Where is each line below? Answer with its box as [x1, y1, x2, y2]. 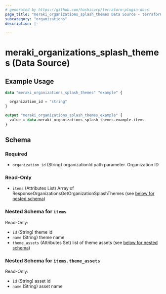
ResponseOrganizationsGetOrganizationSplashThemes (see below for [12, 191, 155, 196]
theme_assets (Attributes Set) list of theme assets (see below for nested [12, 240, 158, 245]
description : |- [5, 21, 39, 26]
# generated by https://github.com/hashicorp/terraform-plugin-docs [5, 7, 149, 12]
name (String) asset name [12, 283, 63, 289]
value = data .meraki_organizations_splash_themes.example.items [9, 117, 145, 122]
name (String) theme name [12, 234, 65, 240]
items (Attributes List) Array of [12, 185, 74, 191]
